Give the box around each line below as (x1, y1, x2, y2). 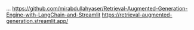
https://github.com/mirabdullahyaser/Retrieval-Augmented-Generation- (12, 5, 188, 12)
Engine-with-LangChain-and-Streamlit (6, 11, 101, 18)
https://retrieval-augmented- (101, 11, 173, 18)
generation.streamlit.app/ (6, 18, 69, 24)
